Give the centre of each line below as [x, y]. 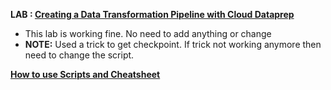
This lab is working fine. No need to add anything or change [148, 33]
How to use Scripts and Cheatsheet [85, 74]
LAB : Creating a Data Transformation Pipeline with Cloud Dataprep [152, 14]
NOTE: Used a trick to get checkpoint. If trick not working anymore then [173, 44]
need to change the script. [79, 55]
